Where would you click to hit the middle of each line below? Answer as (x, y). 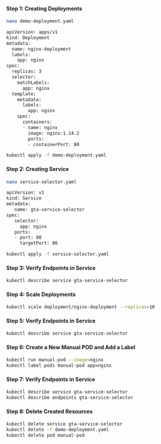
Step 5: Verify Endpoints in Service (51, 321)
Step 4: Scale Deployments (41, 294)
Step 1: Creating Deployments (44, 8)
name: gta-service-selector (49, 210)
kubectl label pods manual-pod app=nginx (59, 365)
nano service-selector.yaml (42, 182)
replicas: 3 (27, 72)
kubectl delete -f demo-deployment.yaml (58, 430)
